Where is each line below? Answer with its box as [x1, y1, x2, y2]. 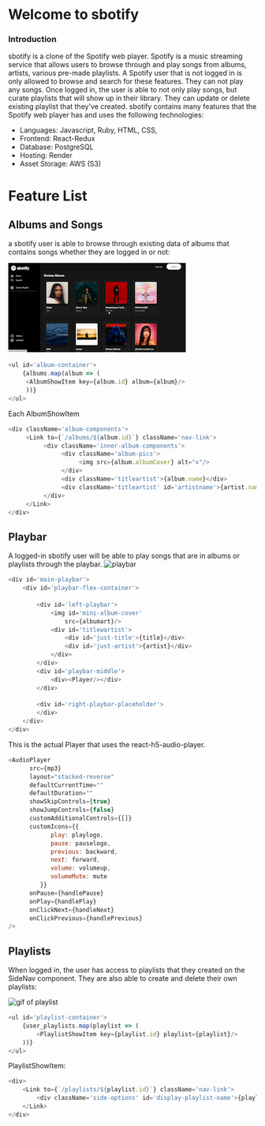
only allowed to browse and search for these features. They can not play [8, 77, 244, 86]
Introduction [8, 34, 57, 45]
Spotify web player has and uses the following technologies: [8, 110, 204, 120]
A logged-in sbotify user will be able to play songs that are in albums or [8, 551, 241, 561]
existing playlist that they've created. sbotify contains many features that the [8, 102, 257, 111]
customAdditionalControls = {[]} [28, 814, 132, 822]
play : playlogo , [50, 831, 104, 839]
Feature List [8, 187, 88, 204]
